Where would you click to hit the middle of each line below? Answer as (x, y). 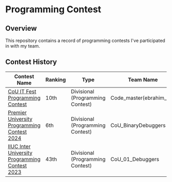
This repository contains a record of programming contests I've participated (85, 40)
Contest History (31, 62)
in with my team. (23, 46)
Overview (21, 28)
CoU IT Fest (22, 92)
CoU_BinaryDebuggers (138, 125)
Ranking (56, 79)
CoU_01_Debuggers (135, 159)
